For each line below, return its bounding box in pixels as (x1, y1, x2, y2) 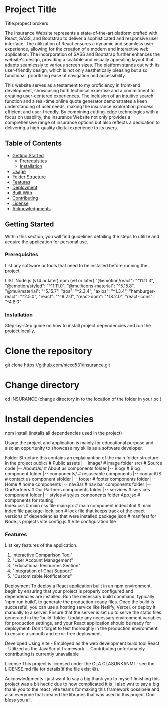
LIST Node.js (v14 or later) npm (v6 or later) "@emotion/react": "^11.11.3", (5, 277, 155, 283)
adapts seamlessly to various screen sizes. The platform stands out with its (5, 62, 160, 68)
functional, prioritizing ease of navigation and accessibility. (5, 72, 126, 78)
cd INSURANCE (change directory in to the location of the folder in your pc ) (5, 396, 162, 402)
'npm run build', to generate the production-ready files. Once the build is (5, 599, 154, 605)
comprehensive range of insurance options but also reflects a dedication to (5, 119, 160, 125)
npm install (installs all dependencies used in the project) (5, 430, 122, 436)
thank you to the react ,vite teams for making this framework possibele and (5, 686, 160, 692)
